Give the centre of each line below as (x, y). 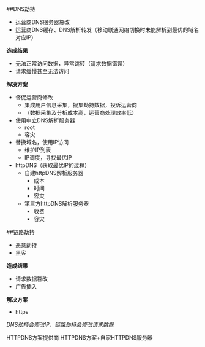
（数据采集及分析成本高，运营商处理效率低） (81, 113)
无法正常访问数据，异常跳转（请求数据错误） (72, 64)
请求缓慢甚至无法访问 (42, 71)
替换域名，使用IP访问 (42, 142)
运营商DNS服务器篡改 (43, 22)
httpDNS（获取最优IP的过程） (53, 165)
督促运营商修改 (34, 97)
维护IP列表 (38, 150)
